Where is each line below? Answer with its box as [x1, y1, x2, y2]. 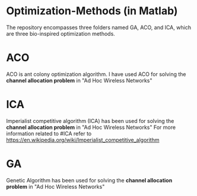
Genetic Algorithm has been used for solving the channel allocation [6, 176, 173, 184]
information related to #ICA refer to [6, 129, 92, 137]
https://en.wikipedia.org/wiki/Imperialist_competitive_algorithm [6, 136, 160, 143]
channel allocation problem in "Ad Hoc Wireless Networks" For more [6, 124, 176, 131]
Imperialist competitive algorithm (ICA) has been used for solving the [6, 117, 174, 124]
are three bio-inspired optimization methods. [6, 30, 116, 37]
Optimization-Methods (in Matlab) [6, 4, 178, 18]
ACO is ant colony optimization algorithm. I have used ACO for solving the [6, 70, 186, 78]
